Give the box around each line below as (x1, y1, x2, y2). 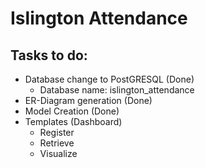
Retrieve (39, 137, 75, 149)
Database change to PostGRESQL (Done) (24, 73, 195, 85)
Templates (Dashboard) (24, 116, 123, 127)
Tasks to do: (10, 47, 88, 64)
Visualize (39, 148, 78, 159)
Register (39, 127, 75, 138)
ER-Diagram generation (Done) (24, 95, 153, 106)
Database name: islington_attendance (39, 84, 195, 96)
